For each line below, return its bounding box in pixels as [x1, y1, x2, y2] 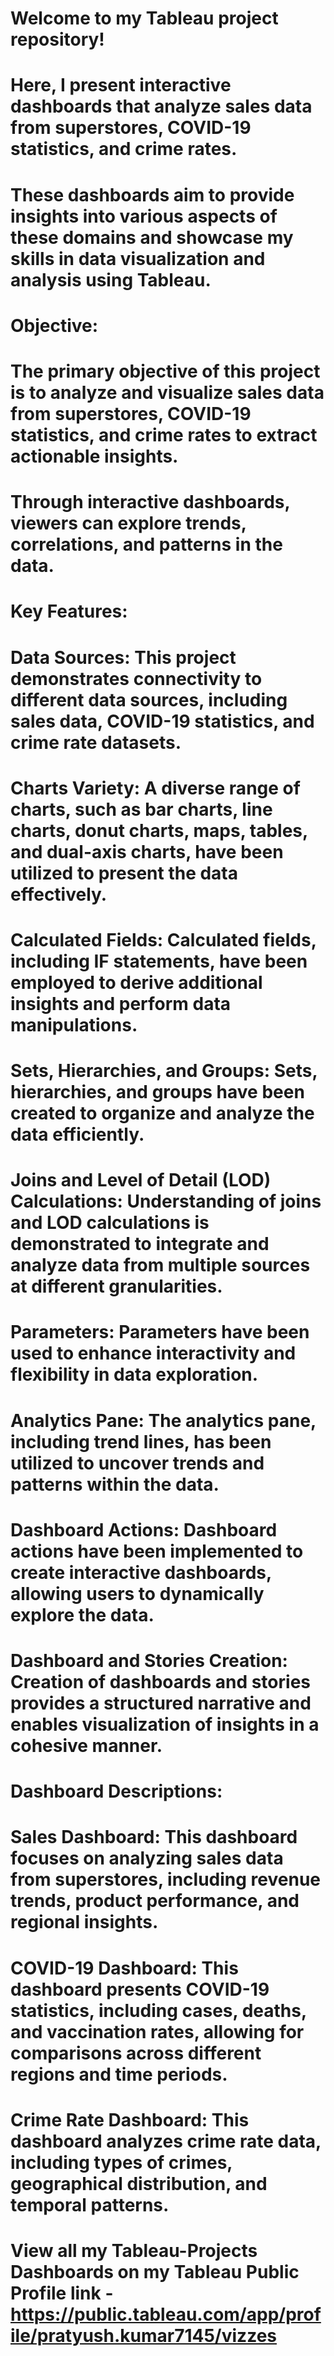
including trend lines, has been [10, 1430, 272, 1453]
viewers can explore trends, [10, 512, 247, 535]
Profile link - [10, 2282, 114, 2304]
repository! [10, 28, 105, 51]
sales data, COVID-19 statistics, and [10, 710, 315, 732]
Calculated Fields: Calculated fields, [10, 928, 317, 951]
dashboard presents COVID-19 [10, 1978, 270, 2001]
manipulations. [10, 1013, 138, 1036]
